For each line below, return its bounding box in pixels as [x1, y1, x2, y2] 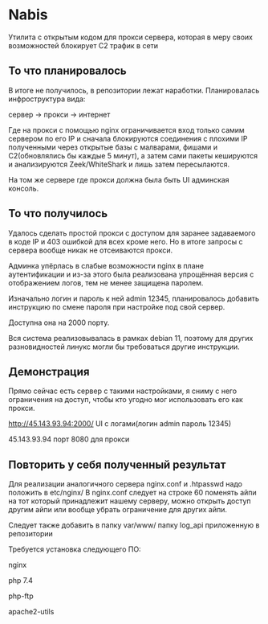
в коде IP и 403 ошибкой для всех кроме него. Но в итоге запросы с [8, 236, 243, 246]
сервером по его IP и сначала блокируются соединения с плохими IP [8, 133, 248, 143]
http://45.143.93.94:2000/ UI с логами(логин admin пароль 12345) [8, 419, 232, 429]
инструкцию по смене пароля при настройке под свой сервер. [8, 302, 225, 311]
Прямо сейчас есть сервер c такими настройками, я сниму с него [8, 386, 238, 396]
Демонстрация [8, 364, 90, 379]
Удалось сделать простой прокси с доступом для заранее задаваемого [8, 228, 256, 238]
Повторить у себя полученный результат [8, 458, 226, 471]
